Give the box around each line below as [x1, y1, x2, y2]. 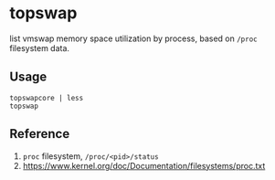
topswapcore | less [9, 93, 84, 102]
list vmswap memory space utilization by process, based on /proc [9, 33, 258, 44]
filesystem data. [9, 42, 70, 53]
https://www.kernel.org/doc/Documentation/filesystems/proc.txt [22, 160, 266, 171]
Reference [9, 126, 70, 142]
